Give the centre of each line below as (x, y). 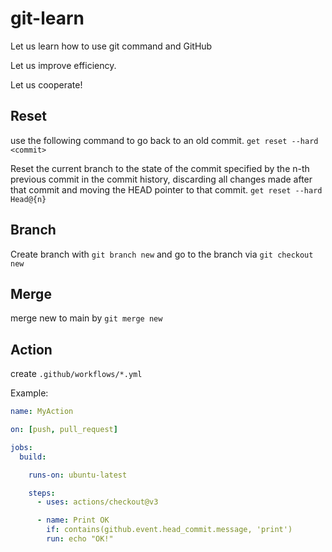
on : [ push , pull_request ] (64, 430)
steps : (42, 493)
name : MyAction (42, 412)
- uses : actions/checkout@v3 (97, 502)
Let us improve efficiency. (63, 65)
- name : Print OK (73, 520)
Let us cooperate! (46, 84)
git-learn (47, 18)
